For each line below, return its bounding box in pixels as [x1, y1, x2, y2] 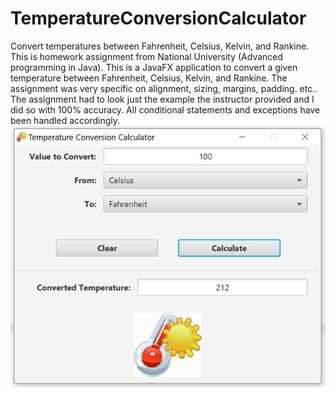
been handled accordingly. [10, 114, 121, 126]
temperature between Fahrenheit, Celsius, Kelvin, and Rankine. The [10, 72, 288, 84]
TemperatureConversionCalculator [10, 7, 307, 30]
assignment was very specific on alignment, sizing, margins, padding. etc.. [10, 82, 318, 94]
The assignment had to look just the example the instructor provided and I [10, 93, 315, 105]
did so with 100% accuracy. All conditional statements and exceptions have [10, 103, 321, 116]
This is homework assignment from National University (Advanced [10, 50, 284, 62]
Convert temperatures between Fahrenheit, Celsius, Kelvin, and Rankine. [10, 40, 310, 52]
